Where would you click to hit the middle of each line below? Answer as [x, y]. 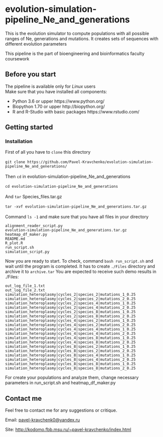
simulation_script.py [27, 252]
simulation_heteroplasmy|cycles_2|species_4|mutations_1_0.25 [70, 303]
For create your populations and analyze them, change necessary [72, 378]
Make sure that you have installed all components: [56, 91]
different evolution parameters [36, 44]
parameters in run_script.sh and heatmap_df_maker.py [61, 383]
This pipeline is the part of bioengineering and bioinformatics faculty [75, 54]
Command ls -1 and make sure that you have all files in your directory [77, 217]
